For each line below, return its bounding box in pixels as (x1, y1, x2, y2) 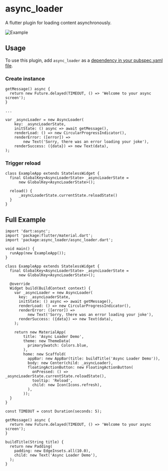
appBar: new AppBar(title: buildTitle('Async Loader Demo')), (27, 356, 160, 362)
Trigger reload (5, 159, 41, 166)
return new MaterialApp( (14, 330, 66, 335)
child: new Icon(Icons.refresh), (32, 383, 102, 388)
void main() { (5, 247, 35, 252)
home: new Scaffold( (23, 352, 66, 357)
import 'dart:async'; (5, 229, 51, 234)
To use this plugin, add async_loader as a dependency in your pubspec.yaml (5, 57, 163, 63)
